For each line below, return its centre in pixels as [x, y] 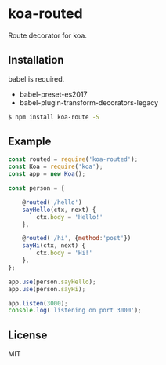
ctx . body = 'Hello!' [70, 217]
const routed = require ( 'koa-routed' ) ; [73, 159]
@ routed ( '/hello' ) [52, 202]
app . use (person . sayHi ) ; [47, 289]
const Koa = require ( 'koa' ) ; [56, 167]
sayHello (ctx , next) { [59, 210]
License [28, 335]
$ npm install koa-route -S [54, 117]
